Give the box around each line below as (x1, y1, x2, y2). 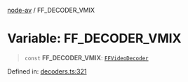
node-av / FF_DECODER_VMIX (7, 6, 95, 14)
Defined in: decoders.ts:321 (7, 67, 87, 76)
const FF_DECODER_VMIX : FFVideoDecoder (24, 53, 149, 62)
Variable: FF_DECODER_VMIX (7, 31, 182, 46)
